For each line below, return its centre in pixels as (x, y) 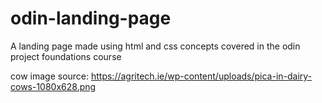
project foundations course (66, 56)
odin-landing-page (91, 18)
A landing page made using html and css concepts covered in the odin (155, 46)
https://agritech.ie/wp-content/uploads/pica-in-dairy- (201, 76)
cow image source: (50, 76)
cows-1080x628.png (53, 86)
